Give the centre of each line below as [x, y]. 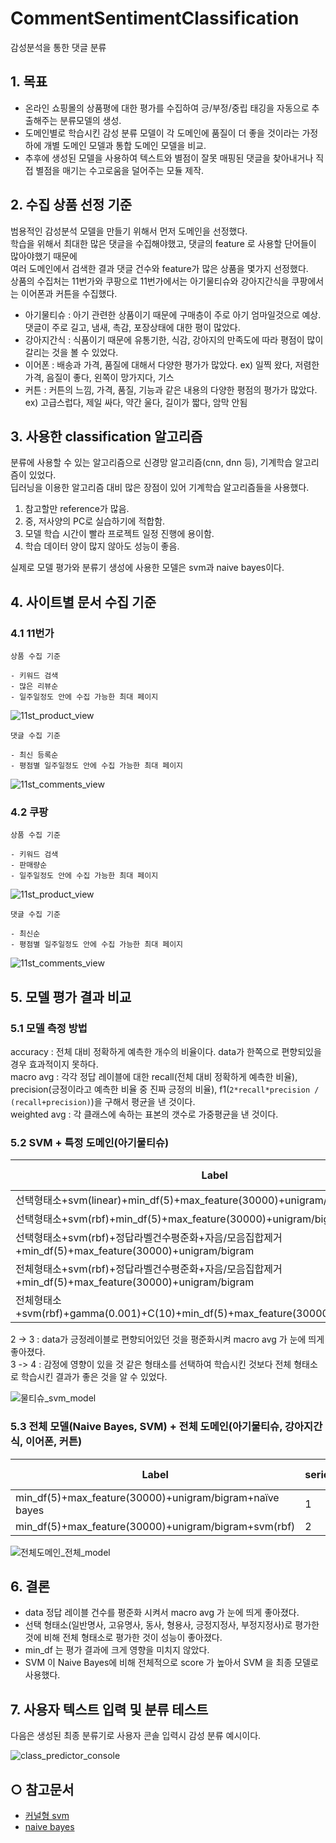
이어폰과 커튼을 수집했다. [69, 293]
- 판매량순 [29, 865]
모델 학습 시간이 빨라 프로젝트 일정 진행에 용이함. [119, 534]
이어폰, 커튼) [53, 1442]
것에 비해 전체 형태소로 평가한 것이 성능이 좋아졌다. [123, 1638]
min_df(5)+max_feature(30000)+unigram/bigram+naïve [147, 1497]
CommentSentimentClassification [155, 18]
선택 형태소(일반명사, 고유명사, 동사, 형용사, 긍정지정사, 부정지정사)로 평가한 [172, 1625]
